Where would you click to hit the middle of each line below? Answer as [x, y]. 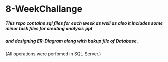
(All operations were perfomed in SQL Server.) [53, 54]
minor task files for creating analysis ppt [49, 28]
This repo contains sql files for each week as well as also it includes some [84, 23]
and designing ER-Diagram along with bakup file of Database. [72, 41]
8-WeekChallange [44, 9]
